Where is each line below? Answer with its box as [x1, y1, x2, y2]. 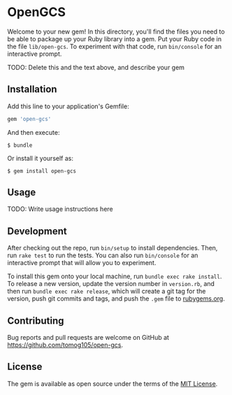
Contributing [7, 315, 64, 326]
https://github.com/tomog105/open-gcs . [7, 340, 124, 350]
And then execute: [7, 128, 60, 136]
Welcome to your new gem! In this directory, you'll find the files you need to [7, 27, 225, 36]
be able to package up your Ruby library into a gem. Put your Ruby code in [7, 34, 222, 43]
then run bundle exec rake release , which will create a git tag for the [7, 287, 206, 296]
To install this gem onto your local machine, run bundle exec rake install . [7, 272, 222, 280]
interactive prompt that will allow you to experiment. [7, 259, 157, 267]
